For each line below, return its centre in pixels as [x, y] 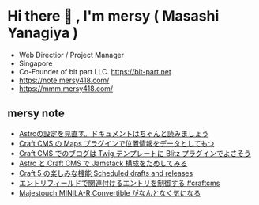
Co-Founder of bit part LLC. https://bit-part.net [95, 71]
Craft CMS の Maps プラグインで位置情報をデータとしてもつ [116, 143]
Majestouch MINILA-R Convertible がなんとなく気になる [110, 192]
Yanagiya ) [43, 33]
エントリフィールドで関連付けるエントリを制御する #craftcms [119, 183]
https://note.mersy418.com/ [64, 80]
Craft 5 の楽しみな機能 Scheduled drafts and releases [106, 173]
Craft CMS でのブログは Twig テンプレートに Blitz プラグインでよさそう [135, 153]
